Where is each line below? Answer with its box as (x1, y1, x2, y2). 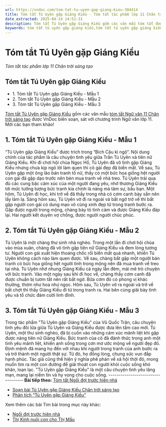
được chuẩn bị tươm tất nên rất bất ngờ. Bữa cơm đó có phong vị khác (5, 276, 148, 282)
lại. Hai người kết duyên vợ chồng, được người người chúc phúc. (5, 212, 135, 218)
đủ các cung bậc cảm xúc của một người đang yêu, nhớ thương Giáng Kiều (5, 180, 158, 186)
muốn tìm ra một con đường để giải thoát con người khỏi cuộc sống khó (5, 362, 151, 368)
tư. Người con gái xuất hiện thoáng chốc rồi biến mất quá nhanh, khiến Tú (5, 250, 155, 256)
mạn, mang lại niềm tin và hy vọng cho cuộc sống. (5, 372, 108, 378)
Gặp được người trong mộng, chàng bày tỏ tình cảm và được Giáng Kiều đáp (5, 206, 160, 213)
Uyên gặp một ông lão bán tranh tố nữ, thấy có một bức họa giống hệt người (5, 170, 160, 176)
